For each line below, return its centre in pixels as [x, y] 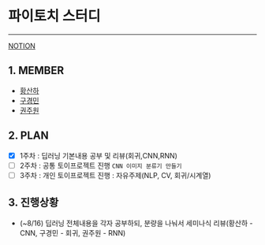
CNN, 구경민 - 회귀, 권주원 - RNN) [73, 232]
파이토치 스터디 [54, 16]
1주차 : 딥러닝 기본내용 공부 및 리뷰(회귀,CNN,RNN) [98, 155]
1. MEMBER [36, 71]
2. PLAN [28, 136]
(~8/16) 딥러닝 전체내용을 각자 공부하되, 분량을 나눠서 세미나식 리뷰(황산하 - [136, 223]
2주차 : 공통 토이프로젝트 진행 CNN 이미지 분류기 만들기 [101, 165]
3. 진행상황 [34, 203]
